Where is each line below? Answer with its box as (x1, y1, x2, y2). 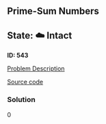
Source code (7, 78, 43, 86)
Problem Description (7, 64, 65, 73)
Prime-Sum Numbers (7, 5, 99, 17)
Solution (7, 95, 36, 105)
